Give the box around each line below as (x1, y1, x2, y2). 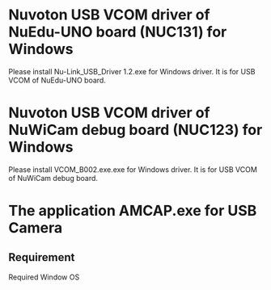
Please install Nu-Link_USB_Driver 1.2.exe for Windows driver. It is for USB (8, 66, 256, 76)
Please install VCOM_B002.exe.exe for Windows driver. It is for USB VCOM (8, 164, 257, 174)
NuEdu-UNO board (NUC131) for (8, 23, 227, 41)
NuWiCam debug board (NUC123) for (8, 121, 263, 139)
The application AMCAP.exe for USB (8, 202, 257, 220)
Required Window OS (8, 272, 80, 282)
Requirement (8, 250, 75, 264)
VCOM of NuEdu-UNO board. (8, 75, 107, 85)
